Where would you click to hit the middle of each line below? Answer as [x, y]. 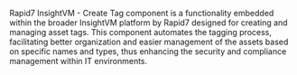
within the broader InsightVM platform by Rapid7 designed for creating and [148, 23]
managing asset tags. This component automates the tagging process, [141, 32]
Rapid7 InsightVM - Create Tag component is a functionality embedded [142, 13]
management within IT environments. [79, 61]
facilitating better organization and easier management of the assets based [149, 42]
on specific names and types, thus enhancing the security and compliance [148, 52]
